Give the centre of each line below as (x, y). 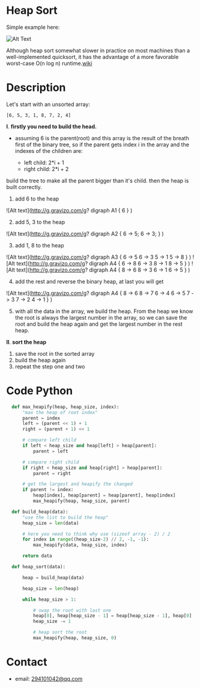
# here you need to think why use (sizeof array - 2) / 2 (96, 534)
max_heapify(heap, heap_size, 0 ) (75, 638)
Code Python (40, 391)
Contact (27, 662)
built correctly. (24, 187)
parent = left (50, 451)
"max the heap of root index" (60, 412)
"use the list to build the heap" (65, 517)
